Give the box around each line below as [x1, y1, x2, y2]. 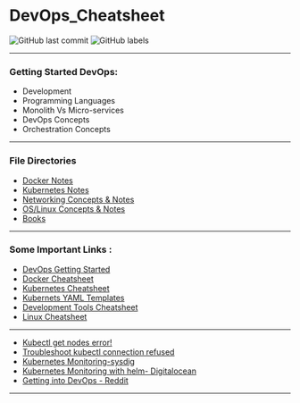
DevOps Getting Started [21, 264, 111, 274]
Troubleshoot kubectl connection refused [21, 346, 175, 357]
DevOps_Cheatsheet [9, 5, 165, 26]
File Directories [9, 155, 77, 167]
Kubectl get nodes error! [21, 337, 113, 348]
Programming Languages [21, 96, 116, 106]
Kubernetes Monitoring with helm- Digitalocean [21, 365, 197, 376]
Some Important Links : [9, 243, 112, 256]
